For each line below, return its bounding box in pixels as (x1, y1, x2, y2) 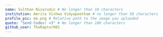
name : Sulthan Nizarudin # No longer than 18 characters (5, 7, 123, 12)
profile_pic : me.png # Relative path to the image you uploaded (5, 16, 139, 21)
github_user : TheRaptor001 (5, 25, 60, 30)
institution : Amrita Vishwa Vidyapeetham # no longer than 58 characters (5, 12, 159, 16)
